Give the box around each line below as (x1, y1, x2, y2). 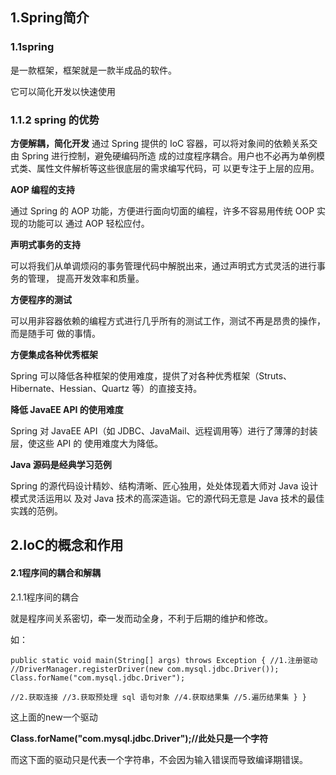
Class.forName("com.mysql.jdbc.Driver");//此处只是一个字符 (10, 732, 269, 744)
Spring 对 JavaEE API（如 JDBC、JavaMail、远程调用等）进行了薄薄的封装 (10, 424, 318, 437)
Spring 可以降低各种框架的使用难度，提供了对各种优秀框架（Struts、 (10, 369, 293, 382)
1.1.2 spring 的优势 (10, 113, 100, 127)
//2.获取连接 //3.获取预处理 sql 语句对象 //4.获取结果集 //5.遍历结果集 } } (10, 692, 307, 702)
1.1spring (10, 40, 55, 54)
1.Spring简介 (10, 9, 90, 27)
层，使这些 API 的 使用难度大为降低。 (10, 437, 164, 449)
